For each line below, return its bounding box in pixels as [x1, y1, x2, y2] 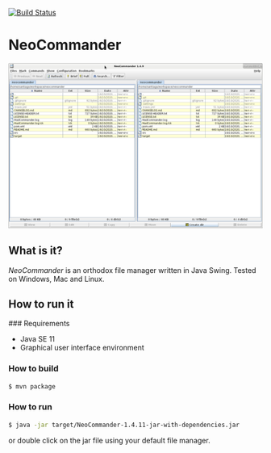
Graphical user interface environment [19, 343, 145, 353]
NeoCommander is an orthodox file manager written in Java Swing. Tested [8, 265, 256, 275]
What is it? [8, 244, 63, 258]
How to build [8, 363, 59, 375]
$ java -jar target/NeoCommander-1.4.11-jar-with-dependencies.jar [8, 421, 240, 429]
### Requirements [8, 319, 70, 329]
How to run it [8, 297, 74, 311]
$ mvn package [8, 382, 56, 391]
